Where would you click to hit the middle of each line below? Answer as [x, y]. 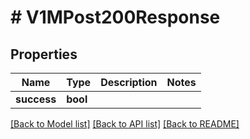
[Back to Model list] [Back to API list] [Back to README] [125, 124]
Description [129, 82]
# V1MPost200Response [115, 17]
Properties [44, 54]
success [36, 99]
